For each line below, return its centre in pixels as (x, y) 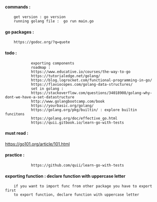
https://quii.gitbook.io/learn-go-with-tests (77, 123)
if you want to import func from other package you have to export (83, 186)
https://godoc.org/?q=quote (42, 42)
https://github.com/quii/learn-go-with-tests (77, 165)
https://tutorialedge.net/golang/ (65, 76)
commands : (18, 7)
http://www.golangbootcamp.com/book (68, 101)
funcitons (15, 114)
